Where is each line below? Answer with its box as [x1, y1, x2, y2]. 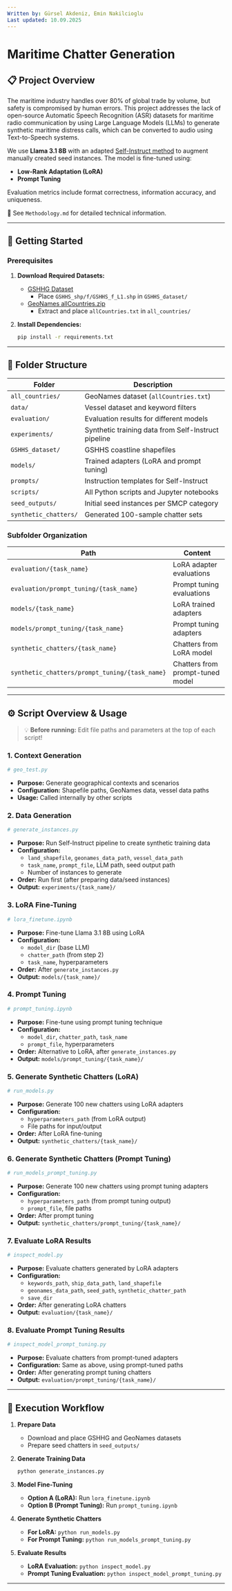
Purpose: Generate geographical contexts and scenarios [17, 779, 180, 788]
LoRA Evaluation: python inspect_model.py [27, 1562, 151, 1570]
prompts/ [10, 477, 39, 484]
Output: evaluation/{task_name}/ [17, 1308, 113, 1317]
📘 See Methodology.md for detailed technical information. [7, 209, 167, 217]
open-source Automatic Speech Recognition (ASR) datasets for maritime [7, 111, 214, 120]
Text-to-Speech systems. [7, 133, 79, 142]
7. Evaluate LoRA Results [7, 1236, 92, 1246]
